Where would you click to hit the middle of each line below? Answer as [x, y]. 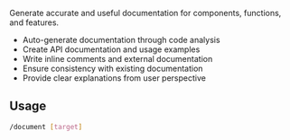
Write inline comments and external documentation [117, 59]
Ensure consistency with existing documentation [112, 68]
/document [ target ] [46, 127]
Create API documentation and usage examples [111, 49]
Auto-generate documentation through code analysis [121, 40]
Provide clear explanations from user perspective [114, 78]
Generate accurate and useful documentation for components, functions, [145, 13]
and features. [34, 22]
